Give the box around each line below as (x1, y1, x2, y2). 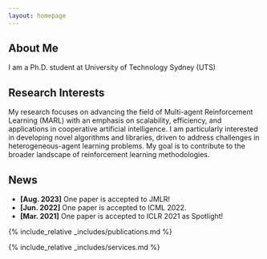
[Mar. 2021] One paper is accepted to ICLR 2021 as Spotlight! (19, 212, 224, 221)
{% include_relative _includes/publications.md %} (8, 227, 172, 237)
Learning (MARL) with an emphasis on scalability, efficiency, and (8, 115, 222, 125)
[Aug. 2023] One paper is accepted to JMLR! (19, 194, 171, 204)
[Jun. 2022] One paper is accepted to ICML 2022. (19, 203, 187, 212)
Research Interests (8, 86, 105, 99)
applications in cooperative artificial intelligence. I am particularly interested (8, 124, 258, 134)
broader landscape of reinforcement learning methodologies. (8, 150, 210, 160)
